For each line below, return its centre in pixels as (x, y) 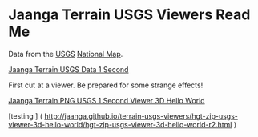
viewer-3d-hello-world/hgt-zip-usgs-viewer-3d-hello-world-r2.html (120, 124)
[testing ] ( (26, 116)
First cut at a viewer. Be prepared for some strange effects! (106, 85)
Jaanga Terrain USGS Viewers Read (129, 15)
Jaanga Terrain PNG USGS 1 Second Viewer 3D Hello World (107, 100)
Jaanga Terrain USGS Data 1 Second (69, 69)
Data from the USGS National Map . (66, 54)
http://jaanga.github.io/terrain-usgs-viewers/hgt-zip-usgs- (141, 116)
